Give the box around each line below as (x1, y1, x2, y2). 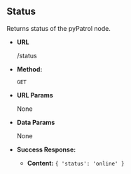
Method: (16, 65, 43, 73)
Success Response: (16, 145, 76, 154)
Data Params (16, 118, 55, 126)
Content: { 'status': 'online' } (27, 159, 125, 167)
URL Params (16, 91, 53, 99)
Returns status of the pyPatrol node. (6, 24, 111, 32)
